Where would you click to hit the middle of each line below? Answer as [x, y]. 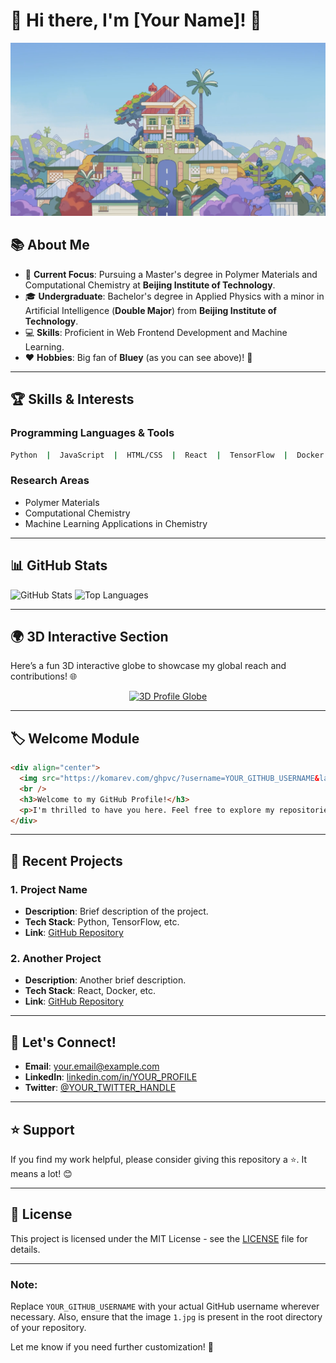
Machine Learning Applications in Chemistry [116, 523]
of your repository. [48, 1328]
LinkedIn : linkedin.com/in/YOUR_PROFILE [111, 1077]
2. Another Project [56, 958]
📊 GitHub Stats [59, 565]
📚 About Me [50, 245]
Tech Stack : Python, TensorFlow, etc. [102, 922]
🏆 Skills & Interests [72, 399]
